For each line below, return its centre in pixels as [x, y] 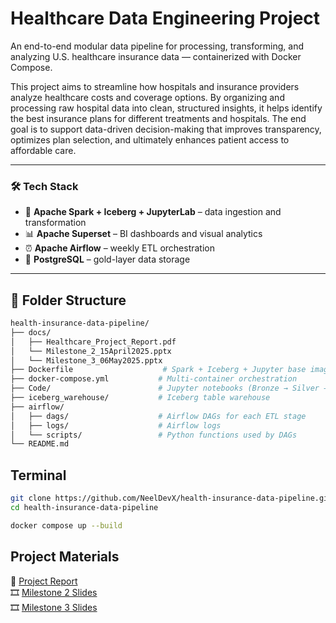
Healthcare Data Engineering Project [165, 18]
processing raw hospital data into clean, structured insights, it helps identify [166, 108]
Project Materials [65, 557]
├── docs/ [31, 332]
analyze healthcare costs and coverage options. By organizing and [147, 97]
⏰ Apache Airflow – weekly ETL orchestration [120, 248]
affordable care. [43, 150]
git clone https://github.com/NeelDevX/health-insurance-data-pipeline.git [171, 498]
